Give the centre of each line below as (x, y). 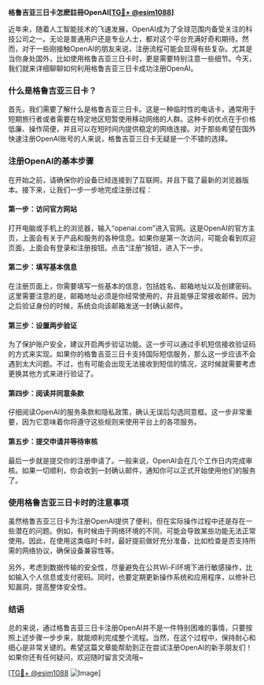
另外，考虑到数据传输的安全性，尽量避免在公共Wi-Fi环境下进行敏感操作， (127, 567)
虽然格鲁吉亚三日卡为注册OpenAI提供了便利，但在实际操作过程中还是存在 (127, 521)
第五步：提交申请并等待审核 (53, 441)
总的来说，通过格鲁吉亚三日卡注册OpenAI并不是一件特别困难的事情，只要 (127, 628)
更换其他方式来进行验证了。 (53, 374)
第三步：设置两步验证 (42, 325)
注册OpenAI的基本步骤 (51, 161)
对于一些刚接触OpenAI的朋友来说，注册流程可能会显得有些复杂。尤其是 (137, 49)
